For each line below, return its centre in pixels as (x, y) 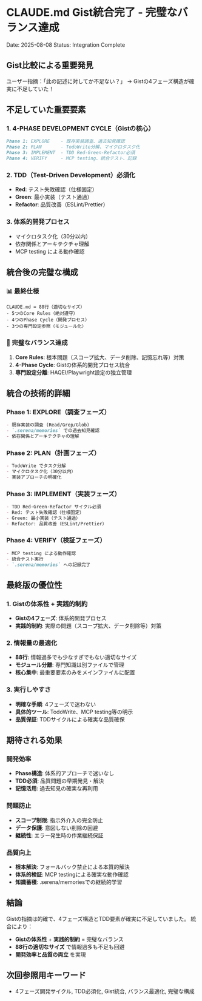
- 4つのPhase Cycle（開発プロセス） (48, 320)
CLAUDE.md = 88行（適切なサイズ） (45, 307)
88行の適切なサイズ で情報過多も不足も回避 (70, 946)
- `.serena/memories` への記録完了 (49, 565)
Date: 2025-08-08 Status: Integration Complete (66, 45)
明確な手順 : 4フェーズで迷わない (56, 704)
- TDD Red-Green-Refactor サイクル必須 (54, 507)
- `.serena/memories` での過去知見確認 (53, 431)
